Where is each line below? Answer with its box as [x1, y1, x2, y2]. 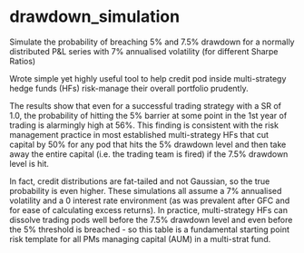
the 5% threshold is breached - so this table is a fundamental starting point [9, 224, 290, 235]
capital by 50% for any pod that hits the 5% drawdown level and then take [9, 139, 287, 150]
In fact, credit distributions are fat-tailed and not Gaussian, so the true [9, 175, 270, 187]
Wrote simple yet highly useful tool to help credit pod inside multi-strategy [9, 73, 287, 83]
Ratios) [9, 55, 36, 66]
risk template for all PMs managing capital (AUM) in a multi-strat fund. [9, 233, 271, 244]
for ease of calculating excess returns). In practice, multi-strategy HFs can [9, 204, 289, 215]
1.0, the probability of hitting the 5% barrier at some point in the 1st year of [9, 110, 288, 121]
